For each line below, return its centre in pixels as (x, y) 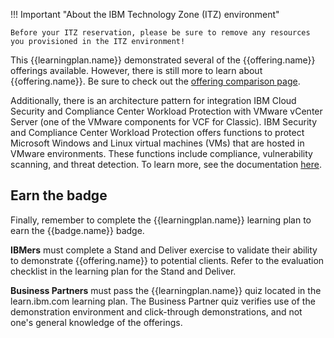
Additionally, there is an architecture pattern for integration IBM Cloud (153, 100)
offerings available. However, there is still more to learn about (136, 70)
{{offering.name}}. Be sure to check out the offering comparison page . (155, 81)
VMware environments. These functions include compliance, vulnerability (161, 153)
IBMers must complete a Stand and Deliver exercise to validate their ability (164, 250)
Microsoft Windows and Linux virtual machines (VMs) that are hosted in (157, 143)
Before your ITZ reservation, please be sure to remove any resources (160, 33)
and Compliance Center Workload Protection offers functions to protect (157, 132)
